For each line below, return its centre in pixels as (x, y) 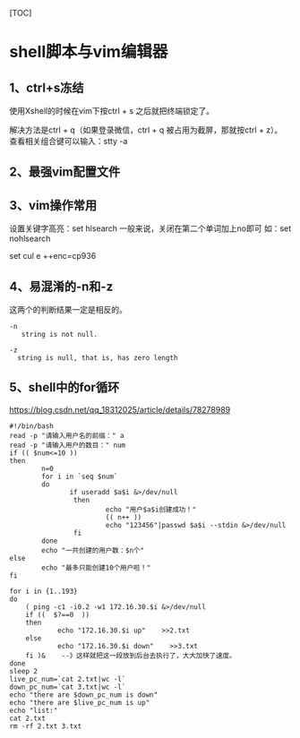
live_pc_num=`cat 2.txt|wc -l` (68, 679)
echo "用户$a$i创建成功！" (151, 510)
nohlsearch (30, 239)
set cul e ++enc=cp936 (53, 256)
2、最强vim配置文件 (65, 172)
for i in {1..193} (43, 591)
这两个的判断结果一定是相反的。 (68, 310)
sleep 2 (24, 671)
